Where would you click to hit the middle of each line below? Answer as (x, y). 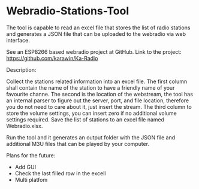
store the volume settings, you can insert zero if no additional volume (91, 113)
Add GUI (25, 167)
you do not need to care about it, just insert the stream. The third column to (99, 106)
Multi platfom (31, 179)
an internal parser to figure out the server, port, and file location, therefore (98, 100)
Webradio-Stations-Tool (68, 11)
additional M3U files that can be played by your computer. (78, 144)
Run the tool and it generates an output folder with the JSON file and (91, 137)
